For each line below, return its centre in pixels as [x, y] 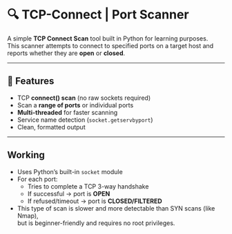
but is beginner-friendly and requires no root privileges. [96, 223]
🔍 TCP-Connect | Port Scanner [98, 15]
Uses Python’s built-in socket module [70, 171]
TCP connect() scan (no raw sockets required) [84, 98]
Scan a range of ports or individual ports [75, 105]
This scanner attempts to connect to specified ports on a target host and [110, 45]
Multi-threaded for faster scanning [67, 112]
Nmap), [28, 215]
